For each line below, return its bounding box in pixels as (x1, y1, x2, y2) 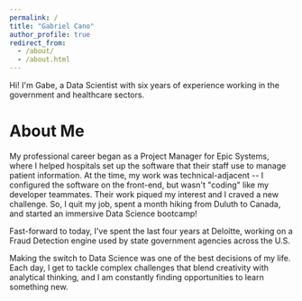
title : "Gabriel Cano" (9, 22, 95, 31)
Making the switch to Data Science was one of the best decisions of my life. (9, 252, 291, 263)
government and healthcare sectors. (9, 89, 145, 100)
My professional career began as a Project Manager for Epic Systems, (9, 150, 270, 161)
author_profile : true (9, 30, 91, 39)
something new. (9, 281, 69, 292)
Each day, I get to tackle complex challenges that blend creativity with (9, 262, 269, 273)
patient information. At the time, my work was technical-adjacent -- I (9, 169, 264, 180)
